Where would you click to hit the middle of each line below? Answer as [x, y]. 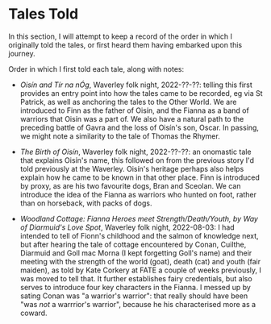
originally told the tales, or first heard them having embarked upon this [125, 44]
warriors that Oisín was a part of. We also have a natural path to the [132, 118]
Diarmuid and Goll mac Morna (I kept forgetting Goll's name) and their [136, 253]
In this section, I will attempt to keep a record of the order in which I [120, 36]
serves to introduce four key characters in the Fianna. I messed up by [135, 287]
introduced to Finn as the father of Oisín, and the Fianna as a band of [135, 110]
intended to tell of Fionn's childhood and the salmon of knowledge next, [140, 235]
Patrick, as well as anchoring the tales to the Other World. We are [128, 102]
